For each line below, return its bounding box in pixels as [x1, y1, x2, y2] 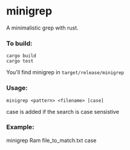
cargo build [6, 53, 36, 59]
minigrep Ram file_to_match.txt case [6, 137, 97, 144]
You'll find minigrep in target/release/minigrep [6, 69, 125, 76]
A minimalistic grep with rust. [6, 24, 79, 31]
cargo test [6, 58, 34, 64]
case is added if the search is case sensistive [6, 108, 120, 115]
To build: [6, 39, 33, 48]
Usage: [6, 84, 28, 92]
